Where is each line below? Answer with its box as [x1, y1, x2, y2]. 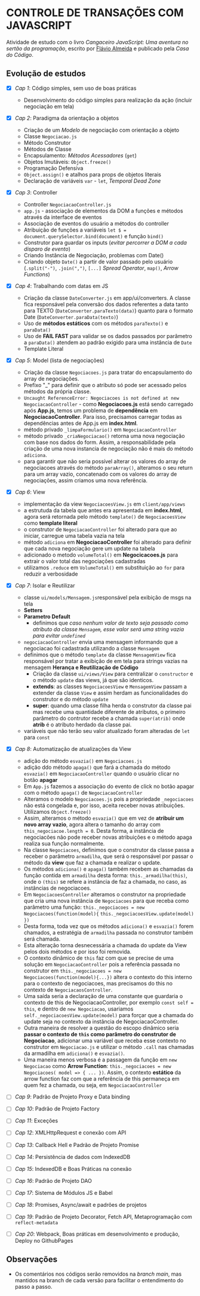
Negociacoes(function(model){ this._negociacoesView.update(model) [23, 911, 194, 917]
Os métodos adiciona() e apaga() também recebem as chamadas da [23, 865, 193, 873]
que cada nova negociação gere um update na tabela [23, 545, 155, 552]
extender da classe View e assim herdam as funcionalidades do [32, 689, 188, 696]
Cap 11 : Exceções [14, 1117, 59, 1124]
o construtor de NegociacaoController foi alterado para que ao [23, 526, 177, 533]
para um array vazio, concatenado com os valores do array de [23, 470, 177, 478]
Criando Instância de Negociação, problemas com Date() [23, 251, 164, 258]
